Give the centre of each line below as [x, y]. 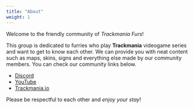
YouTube [25, 82]
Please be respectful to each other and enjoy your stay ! [74, 99]
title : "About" [25, 11]
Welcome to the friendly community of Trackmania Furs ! [75, 34]
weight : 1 [18, 17]
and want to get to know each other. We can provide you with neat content [97, 51]
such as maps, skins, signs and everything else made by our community [94, 58]
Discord [24, 75]
